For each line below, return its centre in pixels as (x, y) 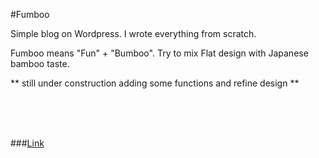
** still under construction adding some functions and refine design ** (155, 83)
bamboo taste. (40, 63)
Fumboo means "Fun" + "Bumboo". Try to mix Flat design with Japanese (159, 53)
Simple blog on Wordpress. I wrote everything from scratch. (133, 33)
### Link (27, 143)
